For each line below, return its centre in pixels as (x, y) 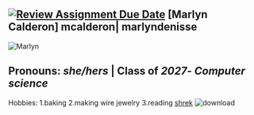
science (28, 84)
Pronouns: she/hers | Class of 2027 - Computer (127, 71)
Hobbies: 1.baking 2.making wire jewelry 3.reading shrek (100, 102)
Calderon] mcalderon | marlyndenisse (103, 27)
